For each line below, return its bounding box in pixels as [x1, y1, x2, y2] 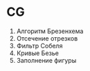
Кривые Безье [16, 49, 60, 57]
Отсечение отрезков [16, 34, 78, 42]
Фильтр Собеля [16, 41, 63, 50]
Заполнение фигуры [16, 56, 77, 64]
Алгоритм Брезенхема [16, 27, 84, 35]
